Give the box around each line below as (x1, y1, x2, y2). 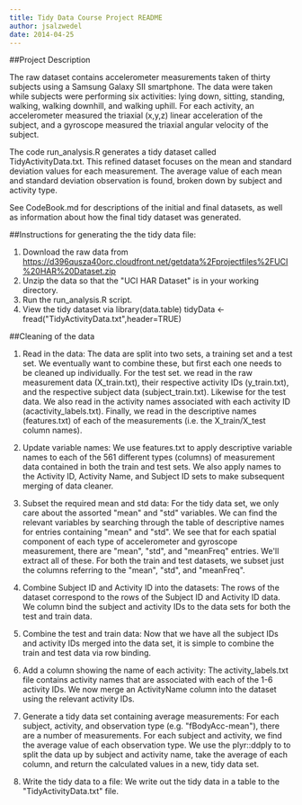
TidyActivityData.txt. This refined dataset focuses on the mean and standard (9, 157, 292, 167)
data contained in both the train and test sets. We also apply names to (22, 461, 281, 472)
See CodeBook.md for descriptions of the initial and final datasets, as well (9, 202, 283, 213)
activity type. (9, 185, 58, 196)
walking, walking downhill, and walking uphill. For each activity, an (9, 101, 254, 112)
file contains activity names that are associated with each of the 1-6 (22, 675, 273, 685)
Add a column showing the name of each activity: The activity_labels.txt (22, 665, 289, 675)
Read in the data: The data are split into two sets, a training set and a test (22, 348, 293, 360)
